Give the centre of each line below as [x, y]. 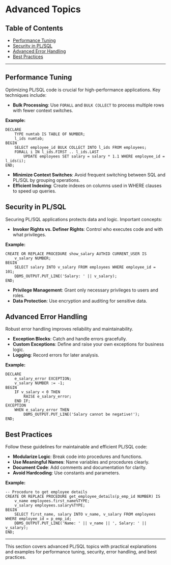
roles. [19, 295]
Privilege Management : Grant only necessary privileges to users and [85, 290]
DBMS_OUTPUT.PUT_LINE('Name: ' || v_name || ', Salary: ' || [80, 523]
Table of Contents [34, 28]
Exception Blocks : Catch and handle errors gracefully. [70, 339]
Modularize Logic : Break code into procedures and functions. [77, 456]
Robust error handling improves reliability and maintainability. [69, 329]
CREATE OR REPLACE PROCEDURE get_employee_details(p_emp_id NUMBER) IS [83, 497]
